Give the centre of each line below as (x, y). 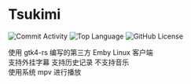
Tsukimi (35, 15)
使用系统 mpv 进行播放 (45, 71)
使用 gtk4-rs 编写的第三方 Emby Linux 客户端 (81, 52)
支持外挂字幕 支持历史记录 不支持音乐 (69, 62)
